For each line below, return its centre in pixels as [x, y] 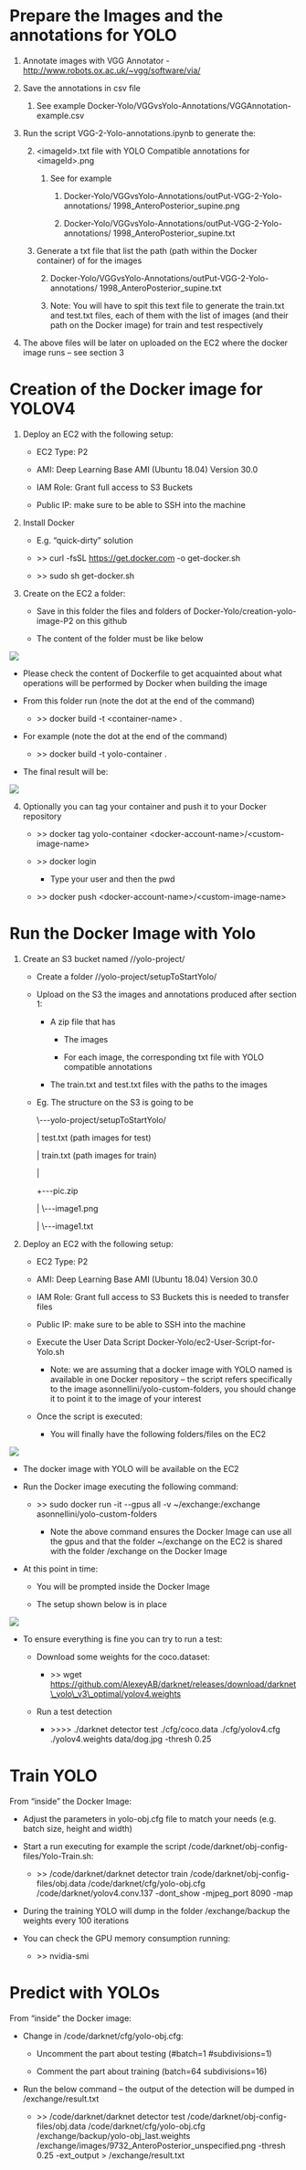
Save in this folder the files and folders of [114, 611]
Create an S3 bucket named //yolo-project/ [104, 958]
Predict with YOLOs [85, 1992]
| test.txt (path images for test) [94, 1138]
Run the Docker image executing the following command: [131, 1487]
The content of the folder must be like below [120, 638]
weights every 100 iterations [76, 1921]
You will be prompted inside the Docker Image [123, 1586]
